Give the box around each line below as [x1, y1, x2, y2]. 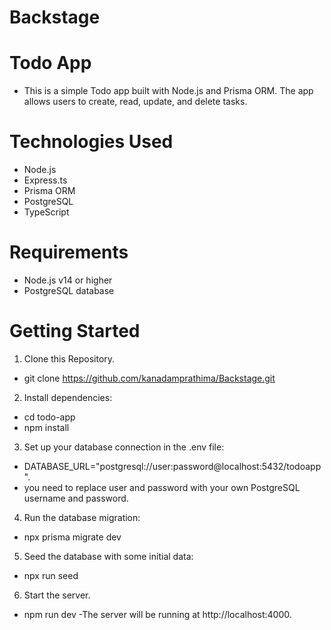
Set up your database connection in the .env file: [23, 441, 225, 453]
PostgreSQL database [23, 285, 115, 296]
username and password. [23, 492, 129, 504]
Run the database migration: [23, 511, 141, 523]
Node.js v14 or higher [23, 274, 113, 286]
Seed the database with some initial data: [23, 550, 194, 562]
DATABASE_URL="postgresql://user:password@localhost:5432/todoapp [23, 460, 322, 472]
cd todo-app [23, 411, 76, 423]
